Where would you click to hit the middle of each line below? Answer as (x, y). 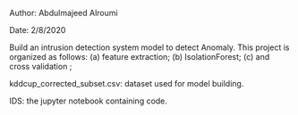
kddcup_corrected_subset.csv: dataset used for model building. (127, 83)
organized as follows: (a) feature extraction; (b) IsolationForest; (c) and (140, 57)
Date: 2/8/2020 (38, 30)
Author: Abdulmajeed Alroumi (64, 13)
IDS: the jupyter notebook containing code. (89, 101)
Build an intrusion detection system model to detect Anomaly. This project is (149, 47)
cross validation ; (41, 66)
